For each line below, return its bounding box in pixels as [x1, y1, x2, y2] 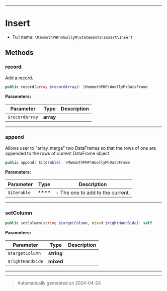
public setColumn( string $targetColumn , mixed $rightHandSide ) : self [5, 220, 153, 225]
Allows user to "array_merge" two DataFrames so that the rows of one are [5, 145, 156, 151]
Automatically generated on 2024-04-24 [17, 280, 101, 286]
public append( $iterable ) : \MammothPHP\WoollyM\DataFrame [5, 160, 130, 165]
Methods [5, 48, 34, 57]
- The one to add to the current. [55, 189, 130, 196]
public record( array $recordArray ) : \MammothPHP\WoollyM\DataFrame [5, 84, 148, 90]
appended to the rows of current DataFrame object [5, 150, 109, 156]
